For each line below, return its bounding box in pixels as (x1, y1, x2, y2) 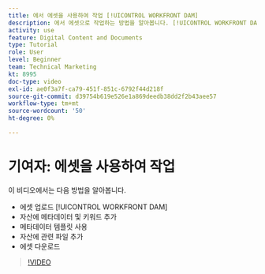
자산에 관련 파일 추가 (19, 231, 84, 241)
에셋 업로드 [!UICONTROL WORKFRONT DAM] (19, 202, 168, 212)
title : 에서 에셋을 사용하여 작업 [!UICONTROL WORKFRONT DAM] (8, 11, 199, 20)
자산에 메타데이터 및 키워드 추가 (19, 212, 117, 221)
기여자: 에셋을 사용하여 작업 (8, 158, 176, 176)
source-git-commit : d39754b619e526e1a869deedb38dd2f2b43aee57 (8, 92, 217, 100)
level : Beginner (8, 56, 62, 64)
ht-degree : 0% (8, 114, 55, 122)
